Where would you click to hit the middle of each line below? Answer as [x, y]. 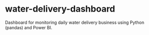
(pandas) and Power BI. [29, 27]
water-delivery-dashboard [60, 9]
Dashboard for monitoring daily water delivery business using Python [75, 22]
